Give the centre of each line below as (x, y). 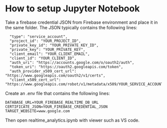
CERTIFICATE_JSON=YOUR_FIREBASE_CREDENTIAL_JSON (56, 107)
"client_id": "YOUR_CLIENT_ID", (43, 58)
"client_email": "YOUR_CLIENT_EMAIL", (50, 54)
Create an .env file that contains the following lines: (58, 93)
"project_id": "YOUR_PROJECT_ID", (45, 41)
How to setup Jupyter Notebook (73, 9)
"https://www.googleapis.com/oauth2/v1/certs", (55, 75)
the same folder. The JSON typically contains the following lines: (71, 27)
